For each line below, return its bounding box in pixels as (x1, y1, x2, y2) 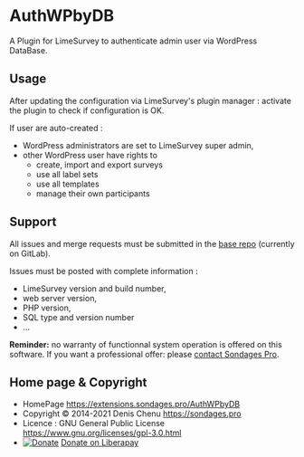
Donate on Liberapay (60, 437, 139, 448)
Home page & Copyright (9, 375, 147, 390)
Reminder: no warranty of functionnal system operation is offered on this (9, 338, 282, 349)
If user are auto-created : (9, 122, 103, 133)
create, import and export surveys (35, 159, 163, 170)
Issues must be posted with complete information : (9, 265, 198, 276)
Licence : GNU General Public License (22, 418, 166, 429)
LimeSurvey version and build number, (22, 282, 166, 294)
